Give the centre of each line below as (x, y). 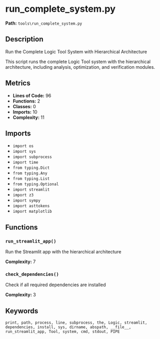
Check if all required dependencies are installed (56, 285)
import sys (24, 152)
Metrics (18, 83)
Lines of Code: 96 (32, 95)
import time (25, 163)
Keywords (22, 311)
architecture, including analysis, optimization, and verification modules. (80, 67)
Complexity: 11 (28, 117)
